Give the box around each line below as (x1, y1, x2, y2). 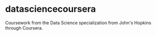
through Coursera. (5, 25, 43, 31)
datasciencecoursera (5, 3, 96, 15)
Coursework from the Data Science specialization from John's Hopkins (5, 20, 151, 26)
